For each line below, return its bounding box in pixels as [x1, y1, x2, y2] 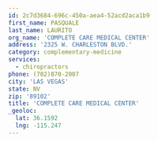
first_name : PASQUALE [8, 19, 80, 27]
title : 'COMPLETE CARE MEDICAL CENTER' [8, 99, 140, 107]
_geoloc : [8, 107, 37, 115]
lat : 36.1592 [15, 114, 58, 122]
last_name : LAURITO [8, 26, 73, 34]
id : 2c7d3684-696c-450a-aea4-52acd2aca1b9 [8, 11, 150, 20]
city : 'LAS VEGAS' [8, 77, 69, 85]
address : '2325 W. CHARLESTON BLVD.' [8, 41, 133, 49]
